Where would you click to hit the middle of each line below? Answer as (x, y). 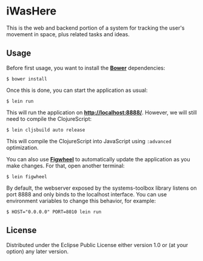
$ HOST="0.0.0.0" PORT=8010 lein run (54, 212)
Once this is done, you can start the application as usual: (77, 90)
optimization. (22, 147)
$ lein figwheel (27, 176)
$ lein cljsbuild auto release (46, 130)
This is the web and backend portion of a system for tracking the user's (95, 28)
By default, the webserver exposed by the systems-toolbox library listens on (101, 188)
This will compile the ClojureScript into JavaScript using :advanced (89, 141)
